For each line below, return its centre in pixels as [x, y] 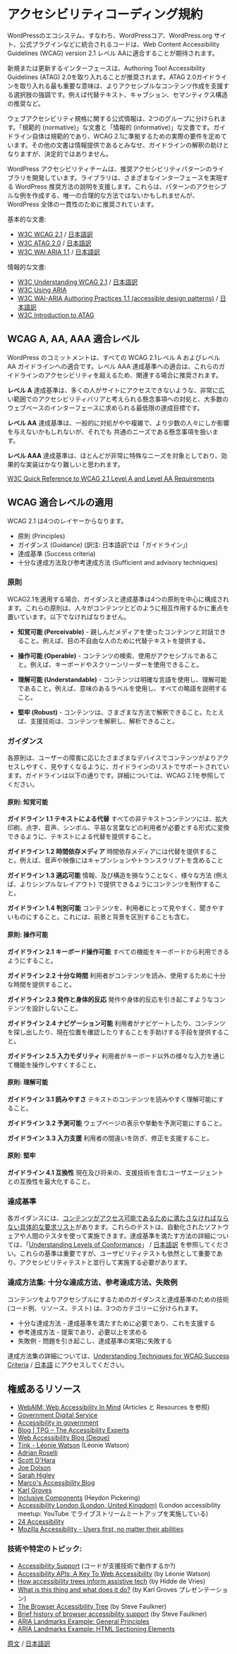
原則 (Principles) [41, 536]
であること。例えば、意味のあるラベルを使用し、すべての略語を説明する [122, 688]
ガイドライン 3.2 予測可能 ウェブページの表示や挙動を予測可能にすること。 [116, 1123]
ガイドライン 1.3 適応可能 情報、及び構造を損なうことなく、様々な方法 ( [112, 875]
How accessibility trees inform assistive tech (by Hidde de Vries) [111, 1581]
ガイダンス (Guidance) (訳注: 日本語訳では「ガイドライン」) [103, 544]
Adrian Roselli [37, 1453]
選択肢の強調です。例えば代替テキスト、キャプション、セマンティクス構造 [120, 94]
